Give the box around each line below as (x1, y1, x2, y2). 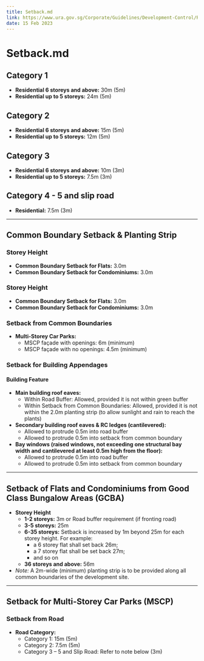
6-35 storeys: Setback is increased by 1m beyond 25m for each (24, 528, 185, 535)
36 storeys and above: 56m (24, 560, 95, 568)
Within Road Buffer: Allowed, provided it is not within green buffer (24, 395, 188, 403)
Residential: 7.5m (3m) (15, 207, 73, 214)
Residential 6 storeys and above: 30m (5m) (15, 86, 126, 94)
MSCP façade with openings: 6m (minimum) (24, 339, 135, 346)
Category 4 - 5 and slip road (6, 190, 114, 201)
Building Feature (6, 375, 49, 383)
